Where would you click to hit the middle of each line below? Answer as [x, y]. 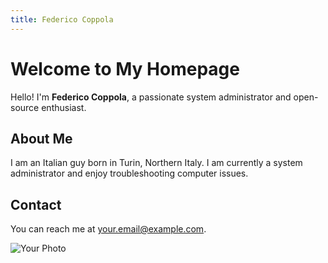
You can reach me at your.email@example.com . [108, 229]
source [25, 107]
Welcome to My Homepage [125, 68]
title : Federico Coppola [62, 19]
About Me [41, 138]
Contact [36, 204]
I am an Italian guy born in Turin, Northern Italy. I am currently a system [156, 163]
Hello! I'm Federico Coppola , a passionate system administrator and [151, 97]
